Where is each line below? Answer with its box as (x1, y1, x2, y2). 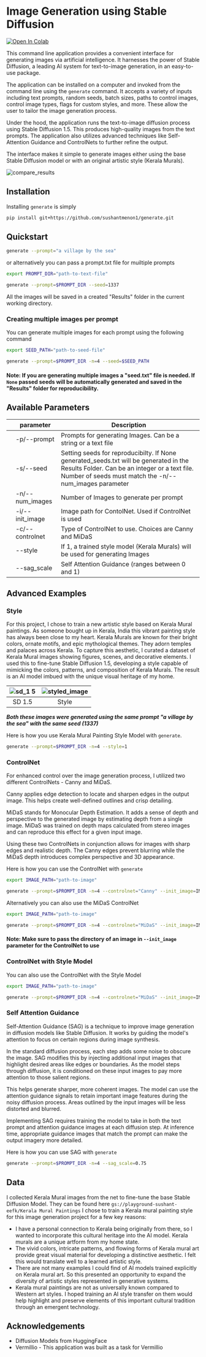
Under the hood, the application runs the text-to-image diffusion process (6, 118, 191, 126)
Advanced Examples (6, 588, 87, 599)
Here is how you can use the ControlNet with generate (6, 865, 143, 872)
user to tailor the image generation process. (6, 107, 117, 114)
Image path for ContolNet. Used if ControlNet (61, 507, 191, 515)
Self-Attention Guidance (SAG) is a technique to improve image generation (6, 1023, 194, 1030)
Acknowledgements (6, 1321, 85, 1331)
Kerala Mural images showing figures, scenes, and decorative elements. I (6, 653, 191, 661)
